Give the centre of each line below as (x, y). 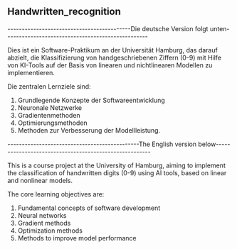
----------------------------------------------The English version (102, 144)
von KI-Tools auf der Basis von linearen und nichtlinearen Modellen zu (110, 65)
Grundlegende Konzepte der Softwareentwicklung (91, 100)
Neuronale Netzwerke (50, 107)
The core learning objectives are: (56, 194)
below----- (214, 144)
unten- (220, 28)
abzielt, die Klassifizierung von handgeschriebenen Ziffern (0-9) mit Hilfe (115, 57)
